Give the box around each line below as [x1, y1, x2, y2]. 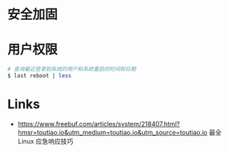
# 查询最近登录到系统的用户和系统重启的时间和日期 [7, 65, 136, 73]
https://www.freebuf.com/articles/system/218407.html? [17, 119, 180, 128]
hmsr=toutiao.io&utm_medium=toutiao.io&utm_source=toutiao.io [17, 128, 208, 136]
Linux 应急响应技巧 [17, 136, 73, 146]
